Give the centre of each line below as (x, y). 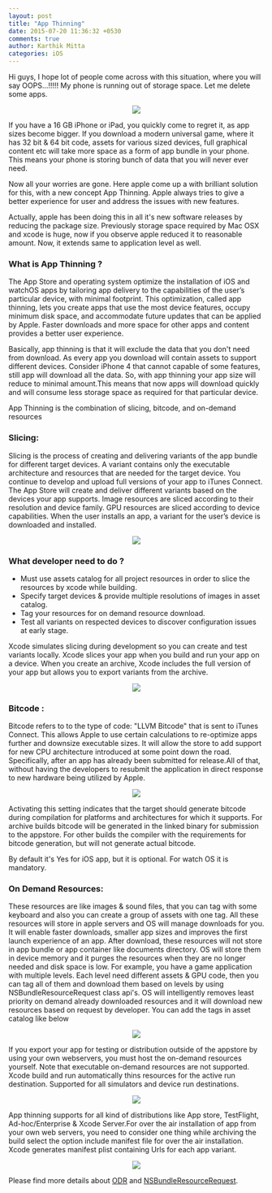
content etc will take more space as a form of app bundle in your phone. (129, 151)
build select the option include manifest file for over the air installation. (126, 1141)
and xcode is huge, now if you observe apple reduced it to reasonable (125, 234)
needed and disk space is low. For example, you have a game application (131, 967)
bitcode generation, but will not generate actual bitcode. (102, 844)
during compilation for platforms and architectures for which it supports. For (136, 818)
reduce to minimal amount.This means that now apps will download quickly (134, 384)
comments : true (34, 39)
